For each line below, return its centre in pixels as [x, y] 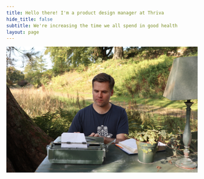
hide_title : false [29, 19]
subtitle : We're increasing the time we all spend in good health [92, 25]
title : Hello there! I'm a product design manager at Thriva [85, 13]
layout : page [23, 32]
